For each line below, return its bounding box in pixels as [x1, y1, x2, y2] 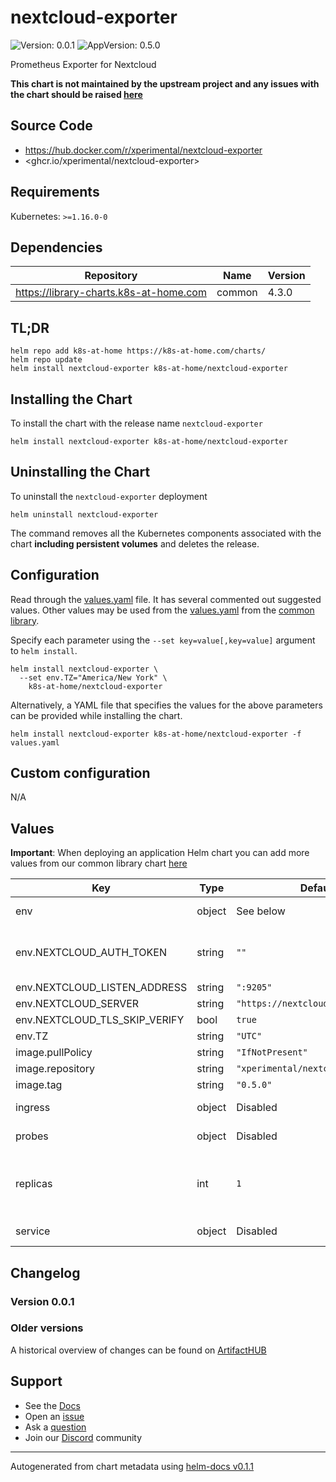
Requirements [10, 184, 100, 201]
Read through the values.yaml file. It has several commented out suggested [10, 593, 322, 605]
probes [15, 1129, 49, 1143]
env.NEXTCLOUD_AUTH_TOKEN [15, 946, 168, 960]
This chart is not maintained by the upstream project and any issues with [10, 77, 320, 90]
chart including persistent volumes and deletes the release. [10, 537, 260, 550]
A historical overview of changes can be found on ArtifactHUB [10, 1344, 267, 1356]
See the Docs [24, 1399, 81, 1411]
